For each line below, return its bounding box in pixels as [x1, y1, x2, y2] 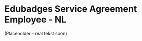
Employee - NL [4, 14, 67, 25]
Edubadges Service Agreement [4, 3, 137, 15]
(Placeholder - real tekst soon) [4, 30, 68, 36]
